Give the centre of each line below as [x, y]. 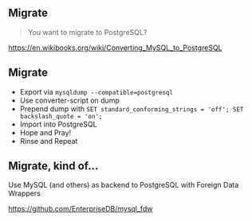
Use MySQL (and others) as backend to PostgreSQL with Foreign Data [124, 185]
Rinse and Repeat [49, 141]
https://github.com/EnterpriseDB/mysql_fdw [81, 209]
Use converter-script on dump [69, 100]
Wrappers [25, 193]
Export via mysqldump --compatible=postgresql [96, 91]
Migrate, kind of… [53, 166]
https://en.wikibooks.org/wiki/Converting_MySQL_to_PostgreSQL [115, 48]
